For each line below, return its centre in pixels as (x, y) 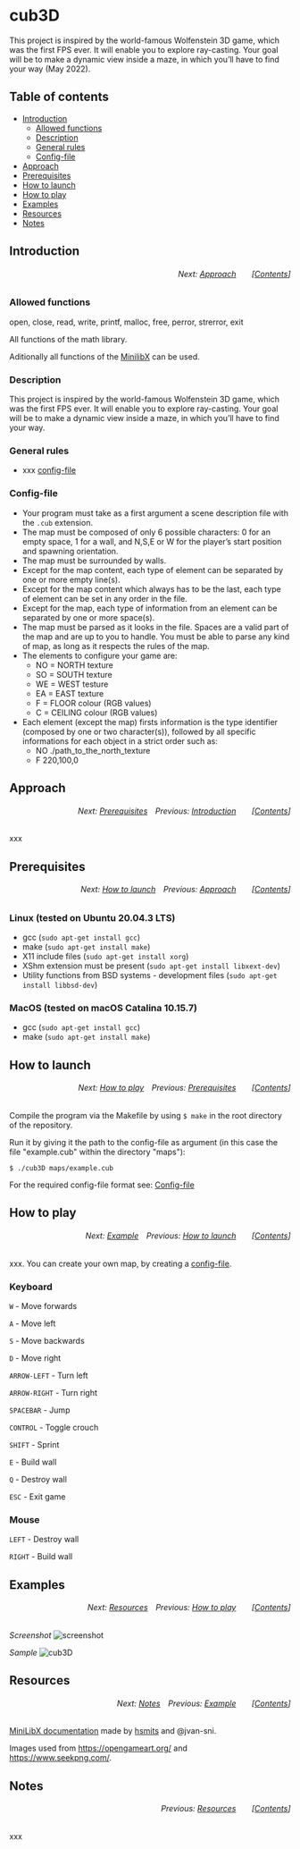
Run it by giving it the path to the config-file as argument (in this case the (144, 1143)
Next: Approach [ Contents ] (234, 274)
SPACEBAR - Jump (40, 1410)
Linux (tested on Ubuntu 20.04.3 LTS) (92, 917)
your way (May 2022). (50, 69)
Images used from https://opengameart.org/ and (98, 1748)
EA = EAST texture (70, 693)
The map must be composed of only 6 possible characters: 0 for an (146, 532)
